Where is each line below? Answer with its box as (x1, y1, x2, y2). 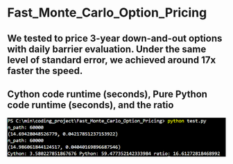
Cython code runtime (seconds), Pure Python (7, 88, 208, 100)
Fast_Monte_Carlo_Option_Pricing (7, 5, 207, 21)
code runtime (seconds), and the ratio (7, 99, 174, 111)
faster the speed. (7, 64, 83, 77)
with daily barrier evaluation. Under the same (7, 43, 207, 55)
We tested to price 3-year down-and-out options (7, 33, 223, 44)
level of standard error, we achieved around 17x (7, 54, 216, 66)
